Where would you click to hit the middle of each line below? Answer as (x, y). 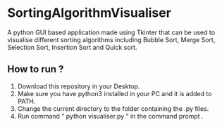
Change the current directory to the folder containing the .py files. (113, 108)
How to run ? (36, 69)
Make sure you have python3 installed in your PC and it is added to (115, 93)
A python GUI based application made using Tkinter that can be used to (111, 32)
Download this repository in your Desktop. (79, 86)
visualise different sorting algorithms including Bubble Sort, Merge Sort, (111, 39)
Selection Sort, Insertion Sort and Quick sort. (72, 47)
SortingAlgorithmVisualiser (89, 13)
